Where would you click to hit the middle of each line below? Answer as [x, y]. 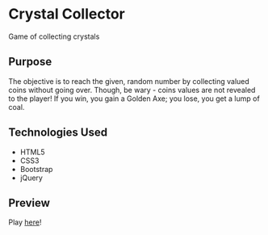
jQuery [31, 178]
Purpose [30, 62]
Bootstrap [36, 169]
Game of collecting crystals [54, 36]
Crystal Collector [67, 14]
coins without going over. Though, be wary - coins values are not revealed [132, 90]
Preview [29, 203]
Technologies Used [58, 133]
